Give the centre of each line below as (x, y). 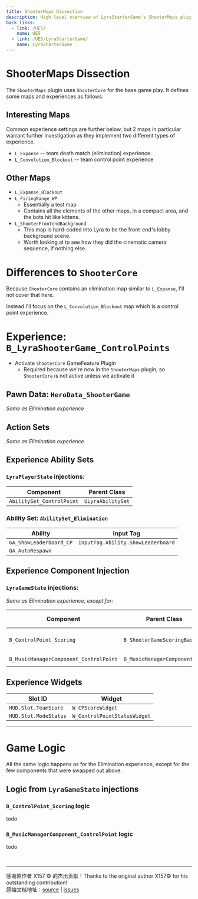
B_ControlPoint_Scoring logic (48, 806)
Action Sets (28, 427)
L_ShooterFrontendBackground (50, 224)
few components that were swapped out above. (64, 770)
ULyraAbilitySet (107, 501)
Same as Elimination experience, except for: (60, 600)
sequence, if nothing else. (55, 249)
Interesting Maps (38, 115)
